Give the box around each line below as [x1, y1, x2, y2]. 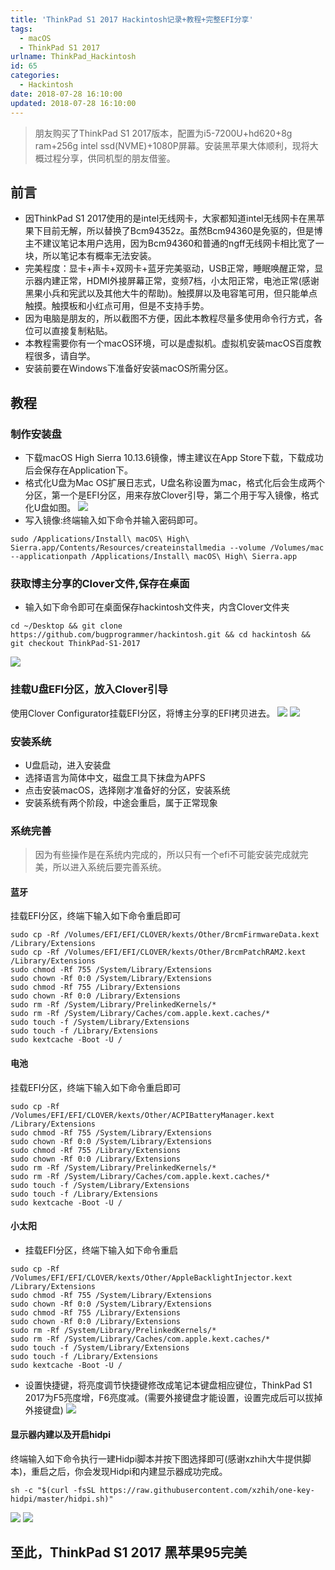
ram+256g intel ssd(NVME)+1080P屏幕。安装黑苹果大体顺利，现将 [34, 139, 310, 151]
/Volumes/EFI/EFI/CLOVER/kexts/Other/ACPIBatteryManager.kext [10, 1110, 275, 1120]
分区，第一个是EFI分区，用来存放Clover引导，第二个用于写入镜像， [24, 489, 302, 501]
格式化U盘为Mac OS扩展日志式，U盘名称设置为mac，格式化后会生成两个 [24, 477, 325, 488]
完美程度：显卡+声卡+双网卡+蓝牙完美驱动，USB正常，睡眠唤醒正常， [24, 262, 315, 275]
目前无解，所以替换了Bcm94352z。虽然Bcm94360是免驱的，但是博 [42, 225, 323, 237]
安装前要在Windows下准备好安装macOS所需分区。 [24, 362, 234, 375]
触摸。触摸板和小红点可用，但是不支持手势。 [24, 300, 210, 312]
